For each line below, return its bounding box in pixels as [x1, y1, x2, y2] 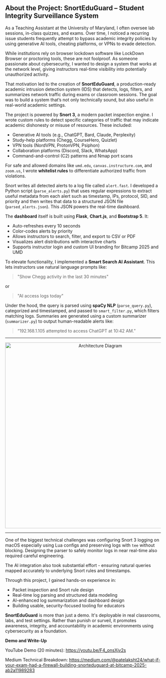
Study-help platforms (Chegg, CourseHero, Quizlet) [12, 137, 118, 143]
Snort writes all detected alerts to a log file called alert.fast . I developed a [5, 182, 158, 188]
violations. [5, 173, 26, 179]
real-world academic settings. [5, 102, 66, 108]
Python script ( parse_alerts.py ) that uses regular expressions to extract [5, 188, 152, 194]
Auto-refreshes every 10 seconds [12, 223, 81, 228]
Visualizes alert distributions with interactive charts [12, 238, 117, 244]
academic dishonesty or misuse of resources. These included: [5, 122, 132, 128]
